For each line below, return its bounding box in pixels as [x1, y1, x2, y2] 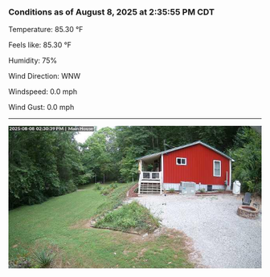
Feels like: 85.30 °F [8, 40, 72, 50]
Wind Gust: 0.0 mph [8, 103, 75, 112]
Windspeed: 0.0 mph [8, 87, 78, 96]
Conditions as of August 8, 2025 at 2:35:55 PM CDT [8, 6, 215, 18]
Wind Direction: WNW [8, 71, 81, 81]
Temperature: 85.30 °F [8, 25, 84, 35]
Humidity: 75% [8, 55, 58, 66]
